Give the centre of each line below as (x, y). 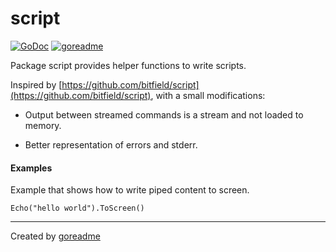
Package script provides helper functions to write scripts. (128, 65)
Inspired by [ (36, 84)
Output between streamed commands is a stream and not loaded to (164, 114)
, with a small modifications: (208, 95)
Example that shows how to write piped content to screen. (130, 190)
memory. (43, 125)
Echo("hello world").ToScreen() (77, 208)
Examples (31, 168)
